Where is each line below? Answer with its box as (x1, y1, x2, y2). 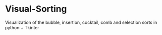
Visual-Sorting (5, 3, 67, 15)
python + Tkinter (5, 24, 40, 30)
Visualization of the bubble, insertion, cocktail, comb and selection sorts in (5, 19, 158, 25)
